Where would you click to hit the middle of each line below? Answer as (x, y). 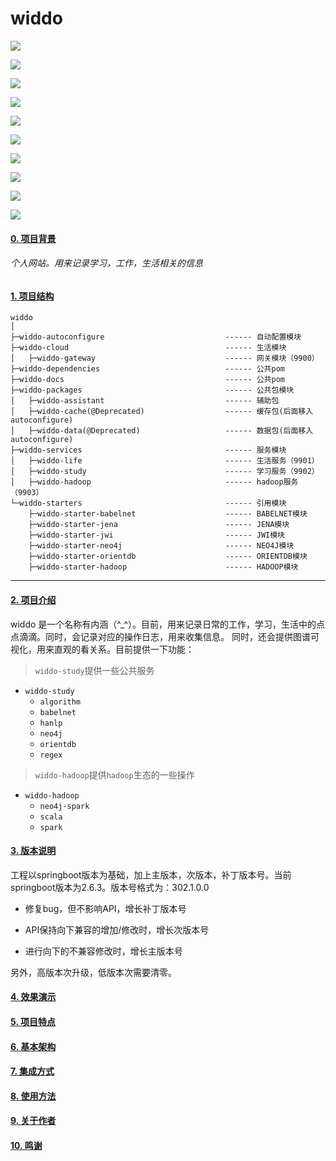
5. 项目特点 (33, 1021)
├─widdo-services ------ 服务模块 (148, 450)
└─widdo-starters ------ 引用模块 (148, 503)
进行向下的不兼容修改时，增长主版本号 (103, 951)
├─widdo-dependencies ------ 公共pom (147, 369)
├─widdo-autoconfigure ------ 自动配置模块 (156, 337)
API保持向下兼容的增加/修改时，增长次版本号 (117, 929)
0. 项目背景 (33, 238)
